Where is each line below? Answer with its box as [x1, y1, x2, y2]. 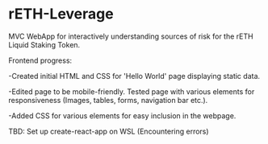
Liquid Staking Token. [8, 39, 81, 49]
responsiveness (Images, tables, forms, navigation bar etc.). [8, 95, 208, 105]
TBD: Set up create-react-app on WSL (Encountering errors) [8, 126, 209, 136]
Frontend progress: [8, 56, 73, 65]
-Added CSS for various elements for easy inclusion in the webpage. [8, 110, 237, 121]
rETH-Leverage [8, 5, 115, 23]
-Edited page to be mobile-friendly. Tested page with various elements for [8, 86, 255, 97]
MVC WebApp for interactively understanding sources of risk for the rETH [8, 31, 253, 41]
